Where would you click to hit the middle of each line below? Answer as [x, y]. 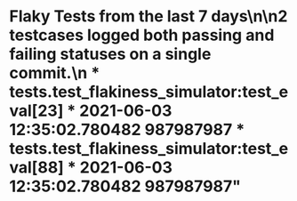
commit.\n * [55, 73]
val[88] [36, 168]
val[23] [36, 111]
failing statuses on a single [110, 54]
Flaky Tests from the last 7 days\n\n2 [148, 16]
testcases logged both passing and [142, 35]
